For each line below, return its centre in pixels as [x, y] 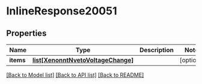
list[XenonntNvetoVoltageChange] [83, 60]
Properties [26, 33]
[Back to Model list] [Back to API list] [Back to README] [75, 75]
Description [157, 50]
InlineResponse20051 [62, 11]
